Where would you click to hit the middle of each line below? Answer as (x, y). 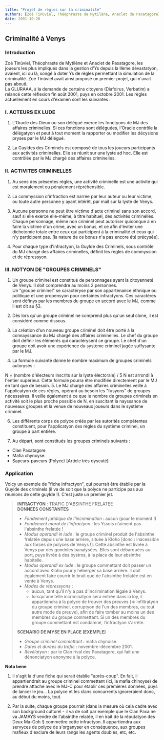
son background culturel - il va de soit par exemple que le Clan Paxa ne (84, 712)
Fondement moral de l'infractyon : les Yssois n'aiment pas (83, 524)
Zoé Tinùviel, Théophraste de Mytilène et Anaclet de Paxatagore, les (74, 63)
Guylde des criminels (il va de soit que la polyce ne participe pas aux (74, 489)
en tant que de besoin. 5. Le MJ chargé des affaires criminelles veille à (76, 385)
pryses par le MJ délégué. (38, 138)
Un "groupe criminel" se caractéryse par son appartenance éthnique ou (84, 290)
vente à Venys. (39, 581)
